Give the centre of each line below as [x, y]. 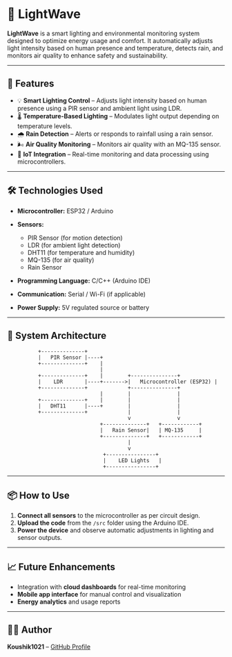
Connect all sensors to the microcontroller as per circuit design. [108, 516]
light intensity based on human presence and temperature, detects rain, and [115, 48]
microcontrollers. [41, 161]
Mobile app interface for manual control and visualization [99, 594]
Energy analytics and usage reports [69, 602]
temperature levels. [45, 126]
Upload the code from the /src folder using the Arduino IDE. [103, 523]
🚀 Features [31, 84]
